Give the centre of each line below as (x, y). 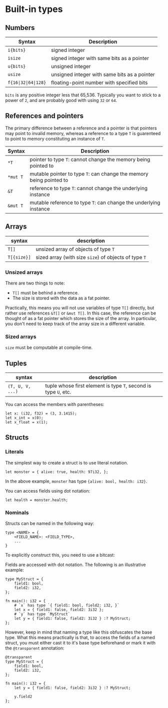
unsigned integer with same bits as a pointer (103, 74)
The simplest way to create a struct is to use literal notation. (67, 462)
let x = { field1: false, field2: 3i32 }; (59, 610)
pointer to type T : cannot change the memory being (90, 159)
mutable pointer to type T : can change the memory (89, 173)
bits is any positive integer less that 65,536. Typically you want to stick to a (83, 95)
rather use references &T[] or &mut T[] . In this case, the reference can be (81, 313)
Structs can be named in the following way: (50, 523)
